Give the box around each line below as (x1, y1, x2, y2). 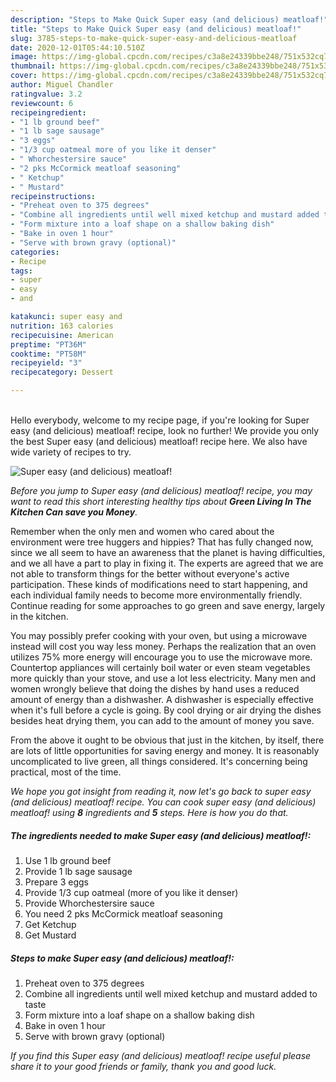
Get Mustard (24, 929, 77, 941)
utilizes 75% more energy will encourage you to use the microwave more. (10, 651, 313, 663)
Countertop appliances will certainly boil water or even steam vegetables (10, 662, 311, 673)
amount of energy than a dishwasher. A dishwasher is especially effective (10, 694, 314, 705)
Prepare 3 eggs (24, 876, 89, 888)
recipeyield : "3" (10, 358, 83, 368)
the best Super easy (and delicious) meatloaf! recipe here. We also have (10, 436, 308, 447)
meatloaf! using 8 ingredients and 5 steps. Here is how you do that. (10, 807, 289, 818)
